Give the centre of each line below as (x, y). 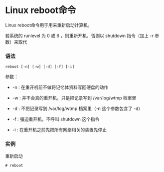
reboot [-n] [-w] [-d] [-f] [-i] (40, 67)
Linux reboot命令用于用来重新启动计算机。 (49, 25)
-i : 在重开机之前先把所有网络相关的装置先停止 (60, 130)
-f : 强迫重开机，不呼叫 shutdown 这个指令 (56, 119)
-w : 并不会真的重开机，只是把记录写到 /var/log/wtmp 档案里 (74, 98)
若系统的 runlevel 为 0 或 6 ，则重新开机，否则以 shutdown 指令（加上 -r (79, 35)
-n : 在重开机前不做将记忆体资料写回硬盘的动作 (60, 87)
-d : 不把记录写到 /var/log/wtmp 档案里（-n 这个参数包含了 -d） (78, 108)
